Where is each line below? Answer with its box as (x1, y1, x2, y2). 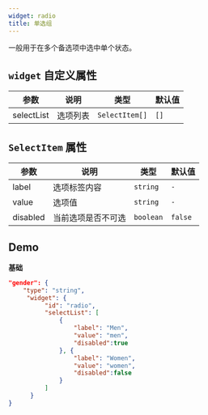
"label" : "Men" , (73, 324, 129, 332)
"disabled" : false (73, 369, 132, 377)
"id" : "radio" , (44, 301, 96, 310)
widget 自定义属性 (8, 68, 97, 82)
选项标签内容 (52, 182, 102, 193)
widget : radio (8, 11, 57, 20)
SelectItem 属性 (8, 140, 87, 154)
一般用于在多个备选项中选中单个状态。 (8, 42, 136, 53)
